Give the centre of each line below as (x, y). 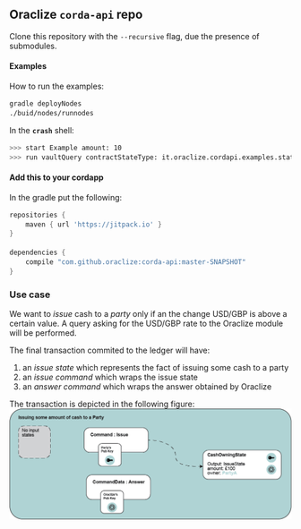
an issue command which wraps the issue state (110, 377)
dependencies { (38, 253)
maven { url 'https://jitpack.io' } (94, 224)
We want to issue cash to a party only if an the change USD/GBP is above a (148, 314)
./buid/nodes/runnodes (52, 113)
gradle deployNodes (46, 104)
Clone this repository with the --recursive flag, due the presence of (134, 36)
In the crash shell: (42, 130)
